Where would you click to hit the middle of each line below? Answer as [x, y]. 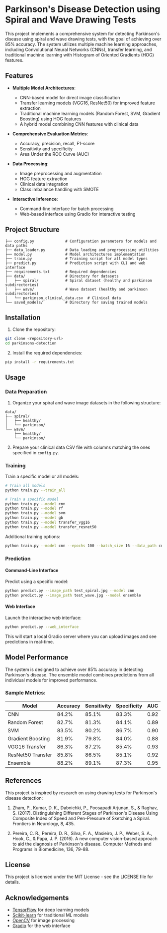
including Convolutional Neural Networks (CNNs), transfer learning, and [79, 49]
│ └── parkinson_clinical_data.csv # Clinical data [63, 298]
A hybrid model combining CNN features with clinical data [79, 124]
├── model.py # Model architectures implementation [75, 254]
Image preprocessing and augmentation [61, 173]
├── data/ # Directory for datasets [62, 276]
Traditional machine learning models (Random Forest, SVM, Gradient [90, 113]
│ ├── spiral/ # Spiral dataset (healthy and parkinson [79, 281]
